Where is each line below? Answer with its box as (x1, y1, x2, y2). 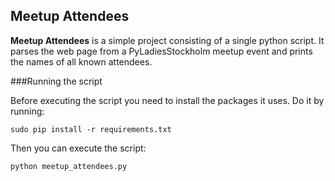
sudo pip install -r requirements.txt (10, 124, 172, 134)
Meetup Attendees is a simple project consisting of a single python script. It (10, 34, 325, 46)
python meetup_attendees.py (10, 161, 128, 171)
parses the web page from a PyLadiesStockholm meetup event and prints (10, 45, 313, 57)
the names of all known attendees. (10, 55, 153, 68)
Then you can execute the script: (10, 142, 147, 154)
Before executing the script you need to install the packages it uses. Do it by (10, 94, 325, 106)
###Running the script (10, 75, 103, 87)
